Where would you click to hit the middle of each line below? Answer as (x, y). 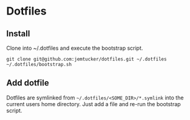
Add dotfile (28, 83)
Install (18, 34)
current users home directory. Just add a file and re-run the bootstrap (93, 104)
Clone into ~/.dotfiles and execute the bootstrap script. (75, 48)
